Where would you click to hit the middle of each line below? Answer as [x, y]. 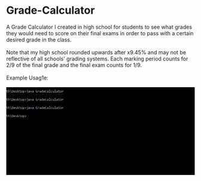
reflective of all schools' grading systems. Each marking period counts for [97, 59]
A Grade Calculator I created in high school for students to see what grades [99, 27]
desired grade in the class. [39, 39]
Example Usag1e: [28, 78]
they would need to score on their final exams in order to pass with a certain [100, 33]
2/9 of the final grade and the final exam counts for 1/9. [74, 65]
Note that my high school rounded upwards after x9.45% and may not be [96, 52]
